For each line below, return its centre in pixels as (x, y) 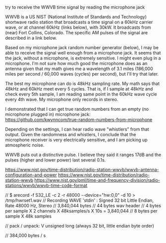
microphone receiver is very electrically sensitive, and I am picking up (76, 140)
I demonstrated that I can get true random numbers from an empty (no (77, 109)
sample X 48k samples (28, 216)
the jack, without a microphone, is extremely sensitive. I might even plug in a (83, 58)
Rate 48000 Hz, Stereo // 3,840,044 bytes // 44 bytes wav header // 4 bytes (83, 205)
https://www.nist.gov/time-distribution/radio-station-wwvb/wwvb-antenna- (82, 169)
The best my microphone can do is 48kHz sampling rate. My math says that (83, 83)
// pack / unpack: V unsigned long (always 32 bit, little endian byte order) (80, 226)
